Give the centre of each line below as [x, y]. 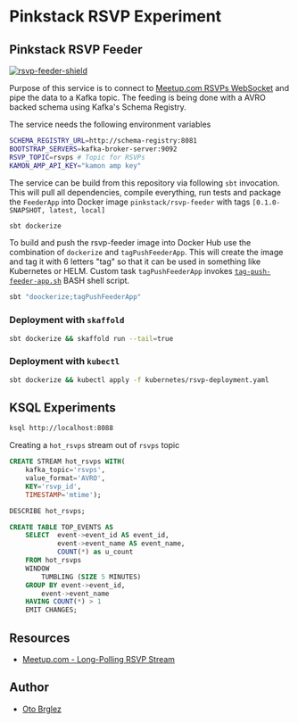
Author [29, 688]
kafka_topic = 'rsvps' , [65, 470]
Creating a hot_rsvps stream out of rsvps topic [95, 445]
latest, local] [77, 210]
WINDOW [37, 569]
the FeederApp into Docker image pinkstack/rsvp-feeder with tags [130, 202]
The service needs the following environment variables [110, 124]
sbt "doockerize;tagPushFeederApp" [75, 297]
